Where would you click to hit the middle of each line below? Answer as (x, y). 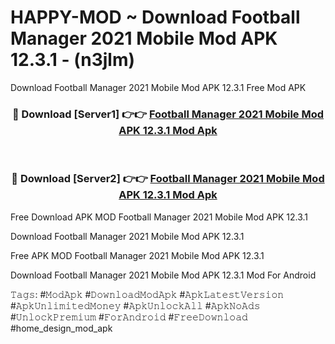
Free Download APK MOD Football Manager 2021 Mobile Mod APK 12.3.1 (159, 217)
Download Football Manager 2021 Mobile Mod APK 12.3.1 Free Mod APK (158, 87)
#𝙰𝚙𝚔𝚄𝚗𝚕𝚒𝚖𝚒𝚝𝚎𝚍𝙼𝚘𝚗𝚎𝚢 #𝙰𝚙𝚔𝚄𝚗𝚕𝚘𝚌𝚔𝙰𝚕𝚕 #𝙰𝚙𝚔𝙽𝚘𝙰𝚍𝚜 (135, 305)
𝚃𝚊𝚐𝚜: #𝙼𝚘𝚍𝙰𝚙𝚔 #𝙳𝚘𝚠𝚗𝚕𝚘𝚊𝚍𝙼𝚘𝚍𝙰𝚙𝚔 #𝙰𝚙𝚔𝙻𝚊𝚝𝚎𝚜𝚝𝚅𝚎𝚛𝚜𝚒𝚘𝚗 (147, 294)
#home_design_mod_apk (61, 328)
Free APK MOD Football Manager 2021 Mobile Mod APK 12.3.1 (137, 255)
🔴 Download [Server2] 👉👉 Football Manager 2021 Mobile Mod (168, 179)
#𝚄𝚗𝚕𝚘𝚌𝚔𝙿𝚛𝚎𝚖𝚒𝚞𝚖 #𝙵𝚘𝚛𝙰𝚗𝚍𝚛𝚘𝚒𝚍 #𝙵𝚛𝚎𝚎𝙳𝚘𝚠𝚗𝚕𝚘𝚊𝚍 (129, 317)
